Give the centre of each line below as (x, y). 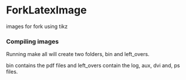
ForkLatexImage (46, 10)
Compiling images (33, 41)
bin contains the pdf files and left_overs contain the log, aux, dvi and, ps (93, 65)
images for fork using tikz (37, 26)
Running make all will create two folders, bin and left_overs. (78, 54)
